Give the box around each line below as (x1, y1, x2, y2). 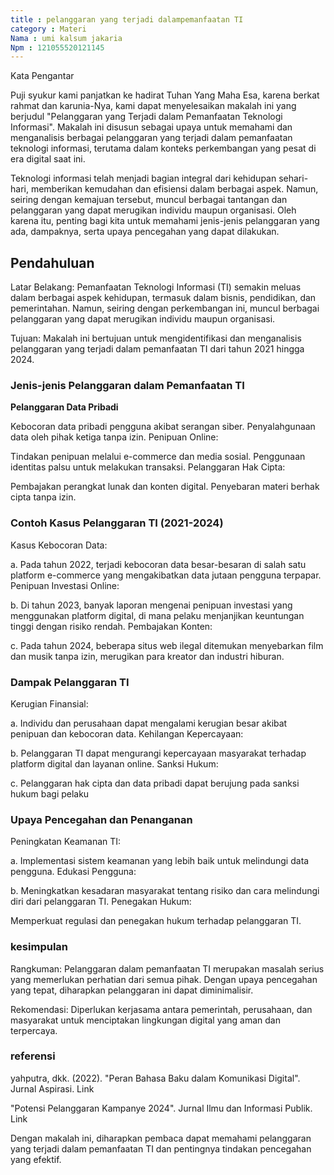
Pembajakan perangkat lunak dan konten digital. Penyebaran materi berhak (10, 481, 320, 493)
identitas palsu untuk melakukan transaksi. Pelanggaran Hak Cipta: (10, 461, 286, 473)
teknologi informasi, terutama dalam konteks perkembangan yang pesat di (10, 142, 317, 155)
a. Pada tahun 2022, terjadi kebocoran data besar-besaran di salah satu (10, 558, 307, 570)
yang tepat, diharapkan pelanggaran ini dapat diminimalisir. (10, 984, 254, 996)
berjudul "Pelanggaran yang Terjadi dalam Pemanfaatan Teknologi (10, 111, 283, 123)
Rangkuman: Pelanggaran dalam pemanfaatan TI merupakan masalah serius (10, 962, 325, 975)
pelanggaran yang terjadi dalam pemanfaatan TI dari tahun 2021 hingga (10, 343, 305, 355)
